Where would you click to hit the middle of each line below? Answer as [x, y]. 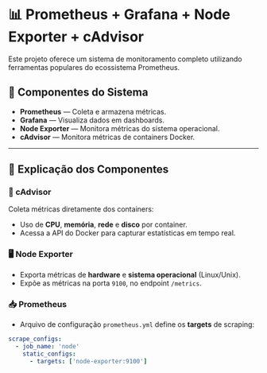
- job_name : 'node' [48, 346]
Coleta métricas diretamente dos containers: [81, 209]
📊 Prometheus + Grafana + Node [119, 15]
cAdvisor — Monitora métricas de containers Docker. [107, 137]
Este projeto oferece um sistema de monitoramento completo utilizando [125, 59]
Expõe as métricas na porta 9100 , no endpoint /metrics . [110, 283]
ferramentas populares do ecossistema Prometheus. [94, 67]
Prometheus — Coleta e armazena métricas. [93, 111]
